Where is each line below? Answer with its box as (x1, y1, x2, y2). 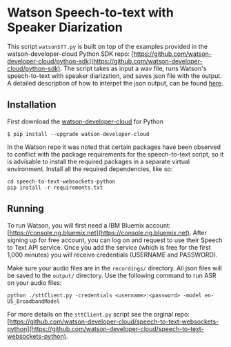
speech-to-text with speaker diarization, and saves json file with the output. (7, 71, 222, 80)
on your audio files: (7, 278, 62, 287)
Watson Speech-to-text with (7, 5, 174, 21)
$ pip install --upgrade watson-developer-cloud (7, 130, 150, 137)
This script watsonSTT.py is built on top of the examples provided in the (7, 42, 208, 50)
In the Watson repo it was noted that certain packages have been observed (7, 143, 221, 151)
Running (7, 203, 45, 215)
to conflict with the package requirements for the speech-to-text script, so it (7, 150, 224, 158)
